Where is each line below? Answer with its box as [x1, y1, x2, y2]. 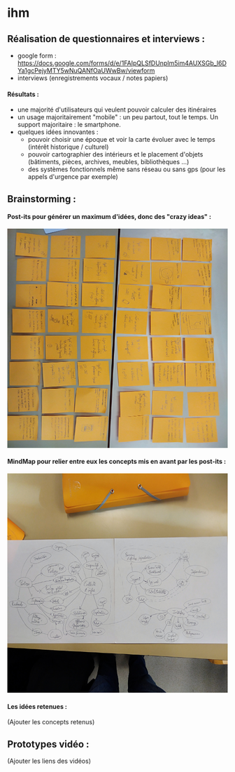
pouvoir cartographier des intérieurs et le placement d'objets [27, 150, 204, 159]
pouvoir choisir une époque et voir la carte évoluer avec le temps [27, 135, 215, 144]
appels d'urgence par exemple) [27, 173, 119, 181]
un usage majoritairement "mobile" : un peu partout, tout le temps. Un [17, 113, 219, 121]
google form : [17, 51, 57, 60]
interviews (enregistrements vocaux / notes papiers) [17, 74, 169, 82]
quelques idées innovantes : [17, 128, 99, 136]
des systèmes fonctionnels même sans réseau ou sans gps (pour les [27, 165, 226, 173]
